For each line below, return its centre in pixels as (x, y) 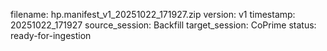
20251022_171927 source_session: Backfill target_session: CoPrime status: (163, 25)
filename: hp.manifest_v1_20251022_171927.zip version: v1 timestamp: (153, 14)
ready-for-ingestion (51, 35)
